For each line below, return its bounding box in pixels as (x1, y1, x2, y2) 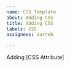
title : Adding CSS (6, 20, 53, 26)
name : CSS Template (6, 9, 56, 15)
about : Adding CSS (6, 15, 53, 21)
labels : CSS (6, 26, 37, 32)
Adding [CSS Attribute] (6, 54, 64, 61)
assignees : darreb (6, 32, 53, 38)
